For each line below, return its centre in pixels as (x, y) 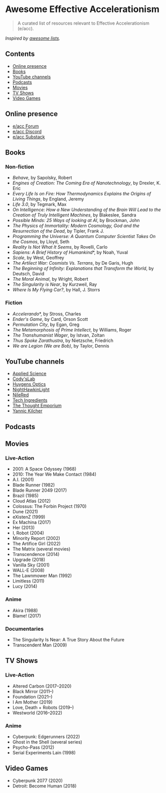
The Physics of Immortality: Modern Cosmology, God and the (76, 226)
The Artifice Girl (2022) (37, 544)
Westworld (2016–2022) (37, 713)
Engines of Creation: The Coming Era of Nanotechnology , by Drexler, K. (87, 183)
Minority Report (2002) (36, 538)
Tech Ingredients (30, 400)
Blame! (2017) (27, 616)
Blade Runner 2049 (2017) (40, 490)
